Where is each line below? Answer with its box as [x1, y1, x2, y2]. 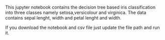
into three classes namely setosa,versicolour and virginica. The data [5, 9, 146, 15]
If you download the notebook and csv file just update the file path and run [5, 24, 160, 30]
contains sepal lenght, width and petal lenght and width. [5, 15, 122, 20]
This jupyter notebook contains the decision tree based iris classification [5, 4, 156, 10]
